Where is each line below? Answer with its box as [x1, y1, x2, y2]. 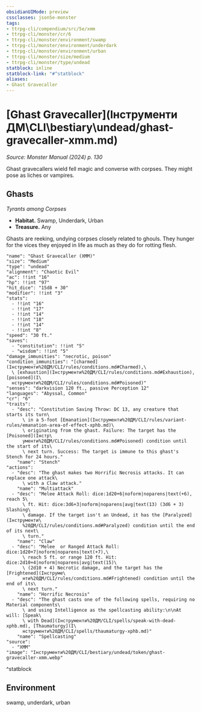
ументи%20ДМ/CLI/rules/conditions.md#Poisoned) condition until [22, 438, 187, 444]
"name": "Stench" [17, 459, 61, 465]
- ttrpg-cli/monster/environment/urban [6, 48, 107, 54]
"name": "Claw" [17, 538, 55, 544]
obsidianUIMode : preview [6, 8, 69, 15]
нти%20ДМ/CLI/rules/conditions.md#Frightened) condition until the [22, 575, 196, 582]
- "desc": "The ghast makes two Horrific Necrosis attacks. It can [11, 469, 185, 476]
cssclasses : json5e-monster [6, 14, 77, 21]
